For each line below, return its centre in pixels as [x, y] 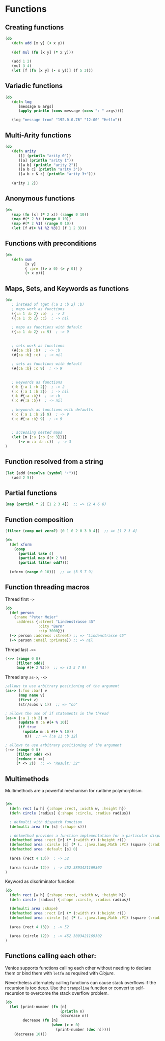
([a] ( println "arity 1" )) [46, 160]
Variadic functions [34, 86]
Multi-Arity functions [38, 135]
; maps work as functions [38, 309]
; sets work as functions [38, 346]
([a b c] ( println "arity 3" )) [50, 169]
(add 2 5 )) [23, 478]
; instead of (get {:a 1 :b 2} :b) [48, 304]
